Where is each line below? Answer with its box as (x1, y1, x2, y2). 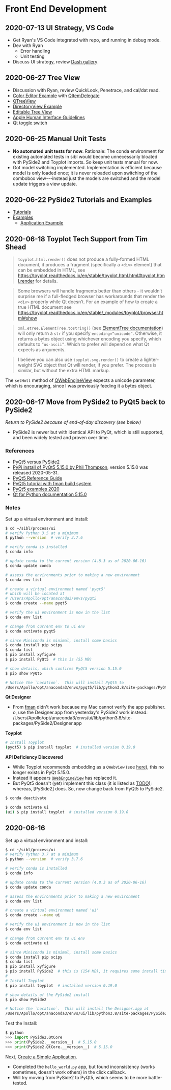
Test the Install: (5, 1020, 37, 1027)
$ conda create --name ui (5, 913, 60, 918)
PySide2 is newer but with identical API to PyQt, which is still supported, (12, 429, 164, 435)
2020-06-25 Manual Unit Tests (5, 134, 106, 143)
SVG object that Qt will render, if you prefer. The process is (33, 362, 157, 368)
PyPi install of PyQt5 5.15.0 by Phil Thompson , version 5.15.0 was (12, 464, 149, 470)
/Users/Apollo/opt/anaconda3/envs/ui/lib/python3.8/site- (12, 715, 133, 721)
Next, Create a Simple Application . (5, 1054, 77, 1060)
